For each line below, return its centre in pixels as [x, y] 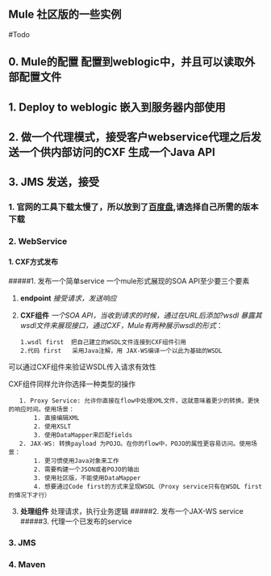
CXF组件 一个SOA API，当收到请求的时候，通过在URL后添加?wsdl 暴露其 [141, 315]
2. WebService [38, 242]
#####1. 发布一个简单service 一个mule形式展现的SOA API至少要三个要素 [129, 281]
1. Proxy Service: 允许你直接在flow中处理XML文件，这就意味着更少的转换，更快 [139, 401]
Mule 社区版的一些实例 [65, 15]
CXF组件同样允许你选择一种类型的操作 [72, 384]
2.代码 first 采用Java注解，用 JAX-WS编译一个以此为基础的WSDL [121, 351]
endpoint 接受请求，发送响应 [68, 298]
